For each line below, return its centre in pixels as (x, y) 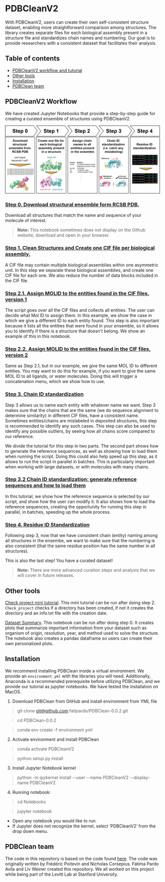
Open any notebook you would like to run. (55, 821)
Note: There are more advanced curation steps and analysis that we (86, 570)
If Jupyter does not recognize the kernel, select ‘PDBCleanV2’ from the (84, 826)
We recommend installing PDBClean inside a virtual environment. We (75, 671)
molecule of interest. (26, 220)
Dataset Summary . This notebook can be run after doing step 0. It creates (79, 622)
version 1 (16, 299)
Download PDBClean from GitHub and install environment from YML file (84, 701)
